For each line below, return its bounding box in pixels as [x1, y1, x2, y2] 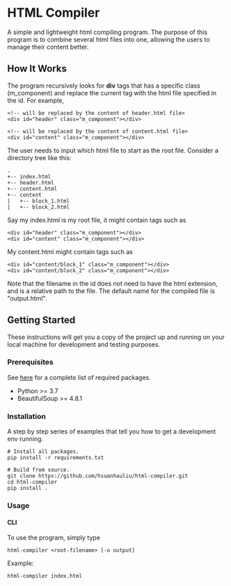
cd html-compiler [7, 479, 58, 486]
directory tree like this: [7, 153, 72, 161]
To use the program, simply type [7, 534, 101, 542]
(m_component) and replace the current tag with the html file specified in [7, 88, 217, 97]
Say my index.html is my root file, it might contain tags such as [7, 216, 186, 224]
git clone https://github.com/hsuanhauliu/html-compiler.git [7, 473, 189, 480]
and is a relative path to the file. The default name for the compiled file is [7, 287, 216, 295]
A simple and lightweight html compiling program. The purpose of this [7, 28, 207, 36]
